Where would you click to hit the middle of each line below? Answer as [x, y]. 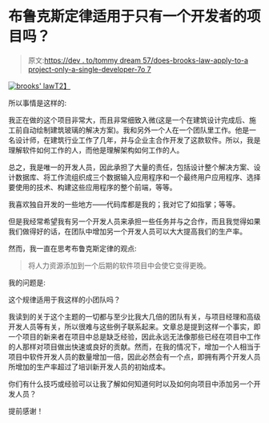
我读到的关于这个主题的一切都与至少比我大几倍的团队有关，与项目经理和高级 [134, 316]
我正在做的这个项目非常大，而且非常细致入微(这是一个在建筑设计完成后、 [129, 120]
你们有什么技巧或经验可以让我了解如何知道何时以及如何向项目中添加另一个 [131, 384]
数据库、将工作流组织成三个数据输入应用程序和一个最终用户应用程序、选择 [138, 177]
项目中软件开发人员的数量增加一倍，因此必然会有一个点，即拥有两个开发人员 [134, 356]
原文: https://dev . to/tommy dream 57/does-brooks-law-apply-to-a [138, 60]
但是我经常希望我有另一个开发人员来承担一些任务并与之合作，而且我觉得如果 [134, 221]
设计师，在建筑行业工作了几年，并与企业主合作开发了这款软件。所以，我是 [138, 140]
